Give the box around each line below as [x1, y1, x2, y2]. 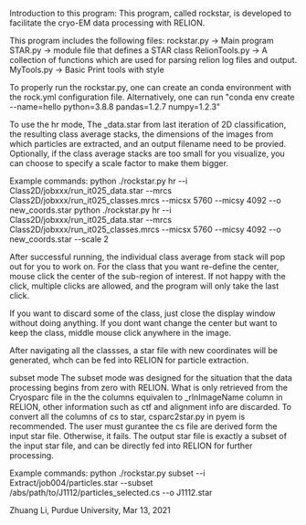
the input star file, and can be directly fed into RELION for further [9, 440, 253, 451]
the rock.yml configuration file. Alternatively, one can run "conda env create [9, 91, 295, 102]
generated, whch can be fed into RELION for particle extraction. [9, 355, 249, 365]
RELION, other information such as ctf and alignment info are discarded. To [9, 402, 292, 412]
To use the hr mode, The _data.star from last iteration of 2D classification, [9, 119, 287, 130]
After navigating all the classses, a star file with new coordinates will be [9, 345, 279, 355]
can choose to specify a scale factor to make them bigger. [9, 158, 228, 168]
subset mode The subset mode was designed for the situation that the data [9, 373, 292, 383]
